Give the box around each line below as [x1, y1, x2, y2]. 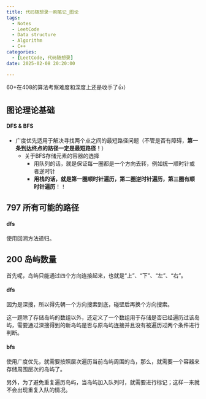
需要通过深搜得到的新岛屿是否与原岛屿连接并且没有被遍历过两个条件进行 [17, 321, 200, 328]
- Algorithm [12, 37, 43, 44]
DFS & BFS [6, 122, 34, 130]
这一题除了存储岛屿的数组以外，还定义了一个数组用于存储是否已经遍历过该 [6, 314, 194, 321]
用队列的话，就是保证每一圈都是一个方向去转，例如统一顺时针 [33, 160, 190, 168]
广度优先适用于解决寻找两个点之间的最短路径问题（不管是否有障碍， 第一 [15, 137, 198, 144]
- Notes [12, 20, 32, 26]
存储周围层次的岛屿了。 [6, 365, 66, 373]
